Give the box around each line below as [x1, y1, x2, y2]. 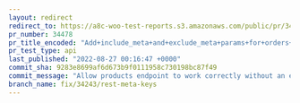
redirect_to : [8, 21, 57, 30]
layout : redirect [8, 13, 73, 22]
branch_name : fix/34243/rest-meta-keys [8, 80, 158, 89]
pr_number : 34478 [8, 30, 73, 39]
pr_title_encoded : [8, 38, 77, 47]
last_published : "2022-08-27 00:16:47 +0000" [8, 55, 181, 64]
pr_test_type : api [8, 47, 77, 56]
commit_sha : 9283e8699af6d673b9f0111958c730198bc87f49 [8, 64, 218, 73]
